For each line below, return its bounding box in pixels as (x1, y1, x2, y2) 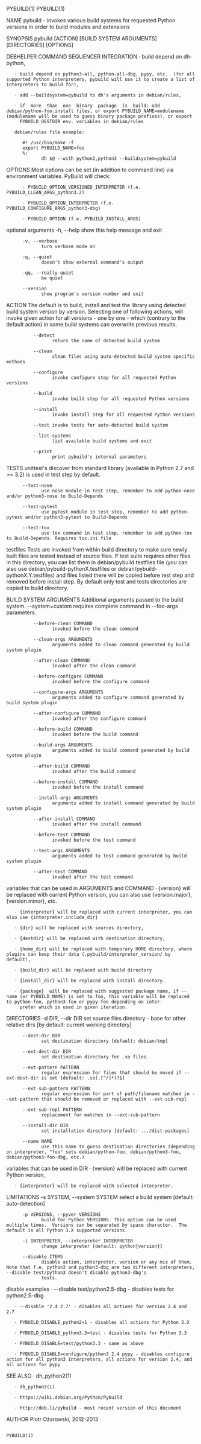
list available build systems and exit (52, 438, 152, 444)
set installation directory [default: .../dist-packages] (41, 1128, 190, 1134)
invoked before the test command (52, 837, 136, 843)
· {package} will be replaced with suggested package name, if (14, 988, 179, 994)
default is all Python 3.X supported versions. (6, 1227, 128, 1233)
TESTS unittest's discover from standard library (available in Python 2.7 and (6, 465, 194, 471)
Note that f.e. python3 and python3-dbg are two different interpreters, (6, 1264, 196, 1270)
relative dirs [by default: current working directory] (6, 1021, 132, 1028)
